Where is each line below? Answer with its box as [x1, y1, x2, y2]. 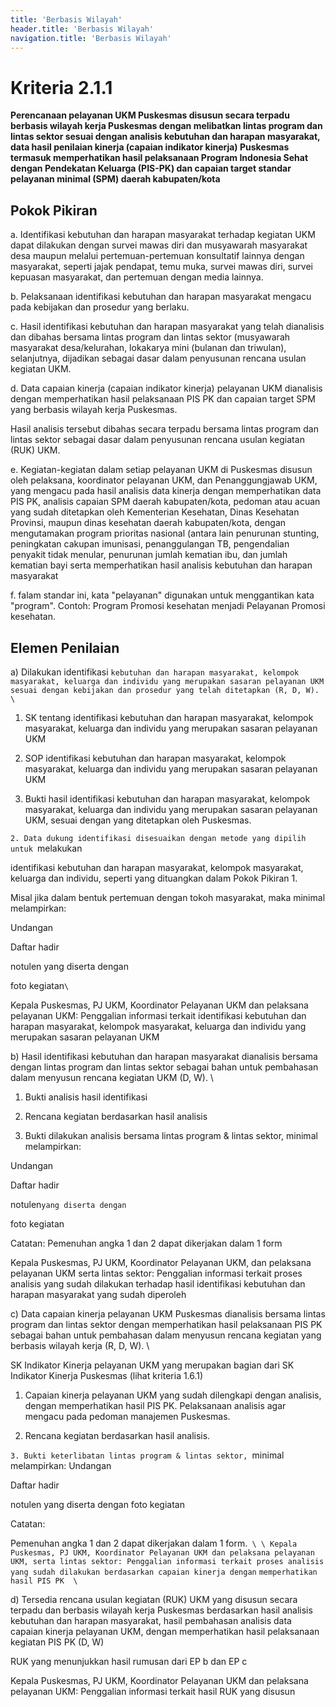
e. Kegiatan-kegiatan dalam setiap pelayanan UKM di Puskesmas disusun [10, 464, 313, 476]
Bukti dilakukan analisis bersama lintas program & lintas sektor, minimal [24, 1129, 318, 1141]
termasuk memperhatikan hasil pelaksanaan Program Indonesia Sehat [10, 152, 309, 164]
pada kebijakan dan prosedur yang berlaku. [10, 301, 190, 313]
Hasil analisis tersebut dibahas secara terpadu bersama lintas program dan [10, 423, 319, 435]
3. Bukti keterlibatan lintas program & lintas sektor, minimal [10, 1449, 285, 1461]
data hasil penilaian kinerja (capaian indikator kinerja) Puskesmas [10, 141, 290, 153]
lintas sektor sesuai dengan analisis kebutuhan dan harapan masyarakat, [10, 131, 321, 143]
